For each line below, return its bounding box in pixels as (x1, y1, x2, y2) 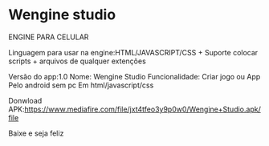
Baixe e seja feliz (8, 128, 64, 138)
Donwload (8, 95, 43, 105)
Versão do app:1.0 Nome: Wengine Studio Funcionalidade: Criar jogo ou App (8, 71, 261, 81)
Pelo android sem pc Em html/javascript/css (8, 80, 154, 90)
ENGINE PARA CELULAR (8, 32, 89, 42)
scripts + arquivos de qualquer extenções (8, 56, 146, 66)
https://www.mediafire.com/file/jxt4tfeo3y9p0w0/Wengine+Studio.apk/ (24, 104, 261, 114)
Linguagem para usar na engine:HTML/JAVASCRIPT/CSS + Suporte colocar (8, 47, 259, 57)
